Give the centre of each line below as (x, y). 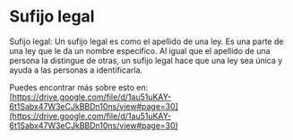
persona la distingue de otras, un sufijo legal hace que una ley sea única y (146, 60)
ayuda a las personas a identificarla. (76, 70)
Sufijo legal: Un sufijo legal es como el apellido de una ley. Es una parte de (146, 41)
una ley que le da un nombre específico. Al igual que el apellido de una (140, 50)
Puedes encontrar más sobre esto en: (79, 87)
